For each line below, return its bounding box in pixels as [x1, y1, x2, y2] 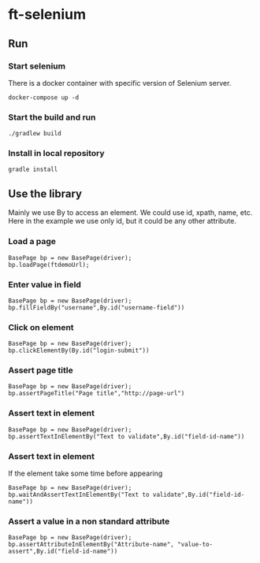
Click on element [8, 321, 74, 332]
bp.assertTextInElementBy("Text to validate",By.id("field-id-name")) [8, 432, 245, 440]
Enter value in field [8, 279, 81, 290]
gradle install [8, 165, 58, 174]
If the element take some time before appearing [8, 469, 163, 478]
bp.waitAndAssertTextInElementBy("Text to [8, 491, 150, 499]
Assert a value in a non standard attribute [8, 516, 170, 527]
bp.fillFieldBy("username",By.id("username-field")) [8, 303, 185, 312]
